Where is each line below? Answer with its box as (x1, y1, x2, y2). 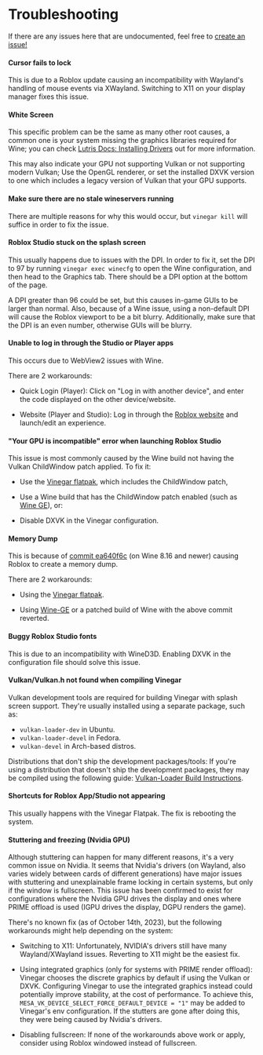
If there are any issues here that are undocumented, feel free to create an (8, 31, 246, 41)
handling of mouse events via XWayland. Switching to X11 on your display (8, 84, 246, 93)
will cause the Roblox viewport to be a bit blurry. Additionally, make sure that (8, 312, 256, 321)
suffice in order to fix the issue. (8, 220, 109, 229)
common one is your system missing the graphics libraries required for (8, 136, 237, 145)
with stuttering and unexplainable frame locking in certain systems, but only (8, 878, 254, 887)
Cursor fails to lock (8, 57, 72, 68)
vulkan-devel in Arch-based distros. (19, 741, 137, 750)
